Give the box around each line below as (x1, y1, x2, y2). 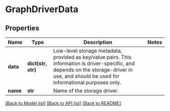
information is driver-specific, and (53, 60, 135, 67)
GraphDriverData (5, 4, 78, 15)
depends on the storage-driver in (53, 66, 133, 73)
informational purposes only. (53, 79, 121, 86)
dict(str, (27, 60, 47, 67)
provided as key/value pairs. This (53, 54, 132, 60)
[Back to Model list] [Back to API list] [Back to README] (5, 100, 121, 106)
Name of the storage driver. (53, 87, 119, 94)
